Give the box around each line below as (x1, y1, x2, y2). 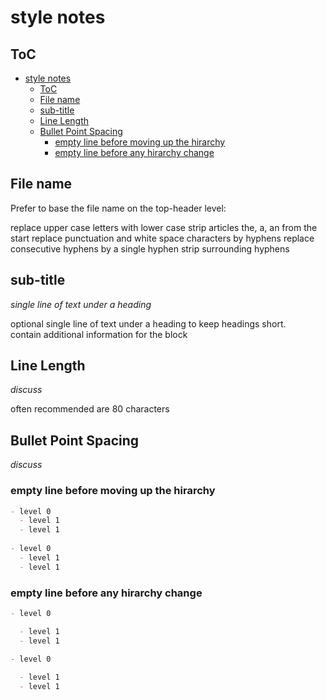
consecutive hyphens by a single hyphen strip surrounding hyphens (10, 242, 290, 255)
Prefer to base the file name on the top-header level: (10, 202, 227, 214)
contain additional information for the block (10, 328, 188, 340)
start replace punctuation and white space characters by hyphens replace (10, 232, 315, 244)
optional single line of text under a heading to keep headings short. (10, 317, 287, 330)
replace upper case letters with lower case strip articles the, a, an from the (10, 221, 318, 233)
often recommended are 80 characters (10, 403, 170, 415)
